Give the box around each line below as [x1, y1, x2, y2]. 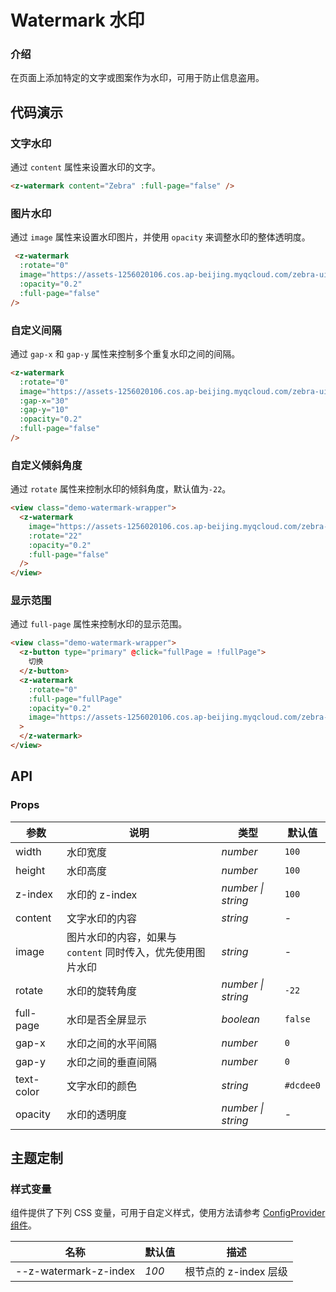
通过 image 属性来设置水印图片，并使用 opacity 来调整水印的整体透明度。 [10, 231, 311, 243]
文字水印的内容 [66, 911, 138, 925]
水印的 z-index [66, 887, 138, 901]
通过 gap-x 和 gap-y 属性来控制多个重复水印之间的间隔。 [10, 347, 241, 360]
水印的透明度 [66, 1107, 128, 1121]
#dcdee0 [284, 1079, 321, 1091]
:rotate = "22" [28, 531, 83, 541]
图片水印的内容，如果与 [66, 930, 178, 944]
